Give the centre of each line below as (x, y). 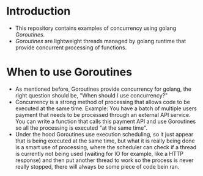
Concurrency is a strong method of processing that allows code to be (103, 102)
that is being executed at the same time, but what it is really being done (105, 141)
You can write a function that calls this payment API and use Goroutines (105, 121)
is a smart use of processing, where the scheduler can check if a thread (106, 147)
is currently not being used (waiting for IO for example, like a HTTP (99, 153)
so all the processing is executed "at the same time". (81, 128)
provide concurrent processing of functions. (71, 48)
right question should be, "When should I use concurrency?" (91, 95)
